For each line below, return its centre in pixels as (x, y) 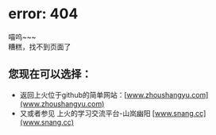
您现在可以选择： (50, 74)
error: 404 (43, 14)
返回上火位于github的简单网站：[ (73, 94)
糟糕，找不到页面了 (40, 46)
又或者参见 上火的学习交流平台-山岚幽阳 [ (87, 113)
